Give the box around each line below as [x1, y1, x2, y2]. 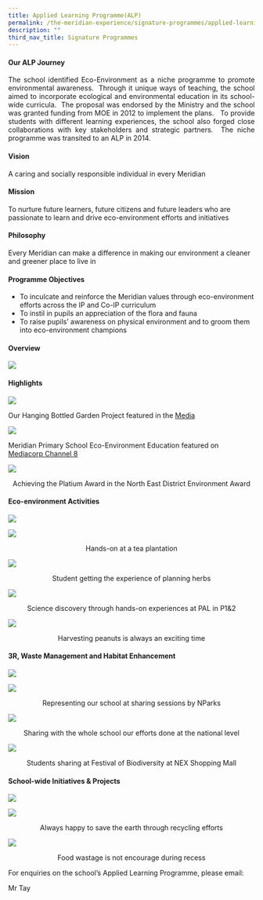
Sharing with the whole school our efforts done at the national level [23, 728, 240, 738]
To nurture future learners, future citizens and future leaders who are [8, 204, 231, 214]
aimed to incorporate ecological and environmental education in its [8, 92, 229, 101]
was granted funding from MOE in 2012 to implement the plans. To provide [8, 108, 255, 118]
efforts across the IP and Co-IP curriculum [19, 300, 157, 310]
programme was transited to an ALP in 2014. [8, 134, 151, 143]
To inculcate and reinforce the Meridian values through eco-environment [19, 292, 254, 302]
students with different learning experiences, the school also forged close [8, 117, 255, 126]
